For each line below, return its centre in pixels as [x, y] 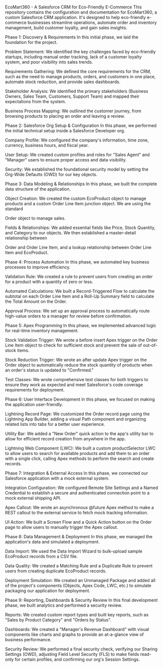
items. [23, 350]
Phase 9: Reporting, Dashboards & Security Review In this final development [81, 600]
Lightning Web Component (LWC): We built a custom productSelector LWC [80, 448]
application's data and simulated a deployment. [52, 542]
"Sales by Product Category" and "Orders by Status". [58, 620]
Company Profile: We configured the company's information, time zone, [77, 140]
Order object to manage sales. [35, 218]
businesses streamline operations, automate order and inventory [92, 22]
